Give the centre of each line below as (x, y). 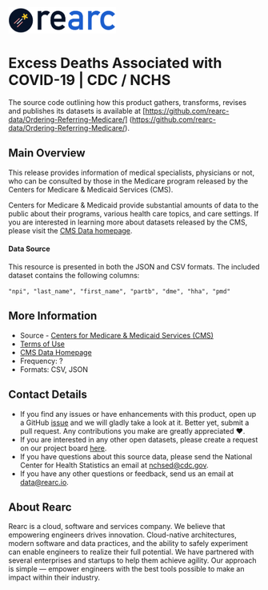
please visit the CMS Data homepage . (70, 230)
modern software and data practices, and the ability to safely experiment (128, 544)
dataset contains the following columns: (74, 275)
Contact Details (48, 395)
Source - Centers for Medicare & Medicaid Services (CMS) (117, 335)
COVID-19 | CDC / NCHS (90, 81)
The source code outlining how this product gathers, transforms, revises (127, 102)
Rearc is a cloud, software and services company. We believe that (117, 527)
